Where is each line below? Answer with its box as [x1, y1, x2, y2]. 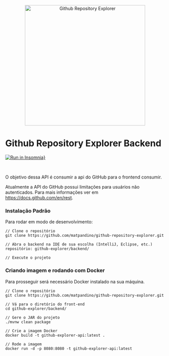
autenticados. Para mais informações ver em [5, 189, 99, 195]
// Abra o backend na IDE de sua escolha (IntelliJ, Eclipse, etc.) [5, 242, 153, 247]
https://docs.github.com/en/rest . [5, 194, 73, 200]
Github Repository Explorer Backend [5, 137, 162, 149]
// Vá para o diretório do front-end [5, 302, 85, 307]
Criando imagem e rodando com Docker [5, 267, 105, 274]
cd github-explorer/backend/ [5, 306, 67, 311]
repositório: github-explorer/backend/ [5, 246, 90, 252]
